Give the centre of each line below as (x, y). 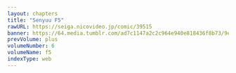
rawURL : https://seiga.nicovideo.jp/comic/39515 (80, 26)
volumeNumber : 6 (31, 46)
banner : (19, 33)
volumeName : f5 (29, 53)
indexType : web (29, 59)
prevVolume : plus (33, 40)
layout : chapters (33, 14)
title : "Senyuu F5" (36, 20)
